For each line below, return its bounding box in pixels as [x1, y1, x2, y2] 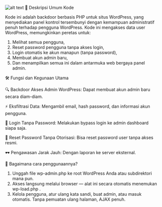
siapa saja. [5, 125, 27, 131]
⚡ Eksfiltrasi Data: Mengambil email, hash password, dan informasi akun [5, 103, 150, 109]
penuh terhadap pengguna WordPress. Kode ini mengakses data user [5, 24, 145, 30]
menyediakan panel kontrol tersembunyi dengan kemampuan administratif [5, 20, 155, 25]
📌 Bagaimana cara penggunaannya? [5, 161, 78, 166]
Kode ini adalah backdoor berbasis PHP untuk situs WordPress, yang [5, 14, 144, 20]
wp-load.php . [12, 186, 41, 192]
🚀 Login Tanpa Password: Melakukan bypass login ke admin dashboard [5, 120, 149, 126]
